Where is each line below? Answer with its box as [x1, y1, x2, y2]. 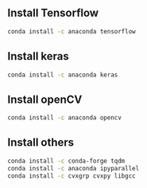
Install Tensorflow [7, 6, 99, 20]
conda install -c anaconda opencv [7, 114, 122, 122]
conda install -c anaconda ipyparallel [7, 164, 140, 172]
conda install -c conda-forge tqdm [7, 157, 126, 165]
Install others [7, 135, 75, 150]
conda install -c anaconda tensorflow [7, 27, 136, 35]
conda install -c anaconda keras [7, 71, 118, 79]
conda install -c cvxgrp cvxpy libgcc [7, 171, 136, 180]
